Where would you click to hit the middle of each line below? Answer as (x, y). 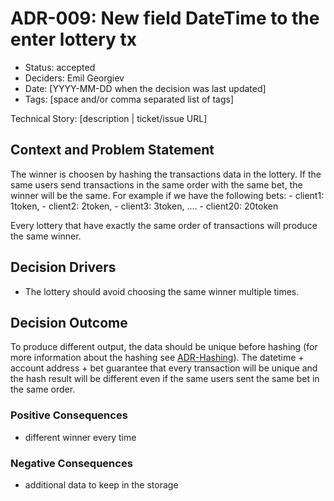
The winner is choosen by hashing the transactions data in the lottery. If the (166, 174)
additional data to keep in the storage (101, 484)
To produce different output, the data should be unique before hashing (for (164, 347)
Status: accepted (60, 67)
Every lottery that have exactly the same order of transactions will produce (164, 225)
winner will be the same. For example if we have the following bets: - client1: (167, 195)
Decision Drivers (63, 267)
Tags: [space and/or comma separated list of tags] (129, 99)
